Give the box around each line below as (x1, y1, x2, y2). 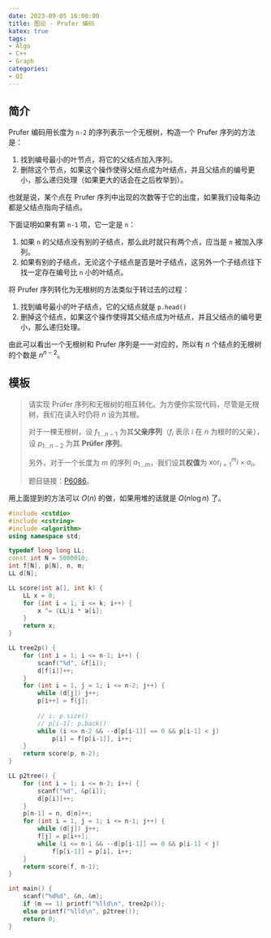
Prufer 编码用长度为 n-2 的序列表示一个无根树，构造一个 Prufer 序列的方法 (8, 128, 256, 137)
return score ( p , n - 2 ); (23, 750, 100, 758)
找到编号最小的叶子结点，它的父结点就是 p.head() (19, 302, 187, 312)
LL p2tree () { (8, 772, 57, 780)
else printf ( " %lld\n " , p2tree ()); (23, 907, 140, 915)
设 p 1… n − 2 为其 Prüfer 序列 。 (28, 438, 127, 450)
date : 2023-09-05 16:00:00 (8, 11, 100, 20)
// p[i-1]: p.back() (37, 720, 107, 728)
